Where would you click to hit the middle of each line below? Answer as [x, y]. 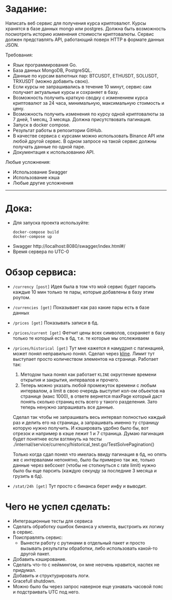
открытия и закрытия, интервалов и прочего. [70, 380]
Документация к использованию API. [54, 152]
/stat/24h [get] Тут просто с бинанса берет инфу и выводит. [80, 486]
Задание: [26, 9]
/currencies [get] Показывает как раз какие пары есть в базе [81, 307]
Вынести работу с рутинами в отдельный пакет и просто [83, 543]
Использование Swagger [40, 172]
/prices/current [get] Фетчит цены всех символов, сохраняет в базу [89, 333]
